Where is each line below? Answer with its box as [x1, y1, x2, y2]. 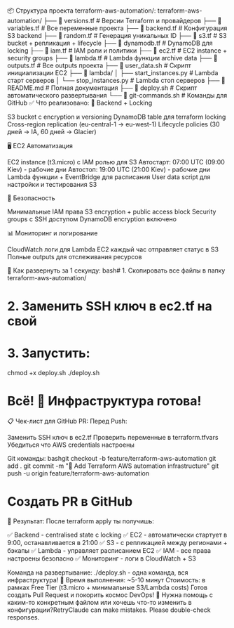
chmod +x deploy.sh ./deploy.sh [7, 369, 100, 377]
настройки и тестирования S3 [7, 181, 97, 188]
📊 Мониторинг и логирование [7, 229, 98, 237]
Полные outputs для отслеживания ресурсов [7, 253, 142, 261]
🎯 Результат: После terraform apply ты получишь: [7, 517, 154, 525]
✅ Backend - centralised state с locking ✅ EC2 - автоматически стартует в [7, 530, 228, 539]
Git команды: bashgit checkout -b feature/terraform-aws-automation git [7, 454, 216, 463]
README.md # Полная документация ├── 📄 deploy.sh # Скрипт [7, 84, 198, 92]
